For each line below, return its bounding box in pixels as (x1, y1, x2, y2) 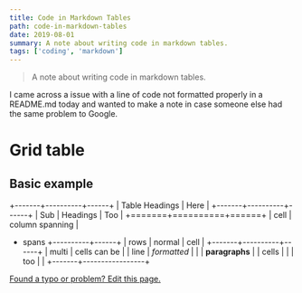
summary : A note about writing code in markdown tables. (9, 38, 229, 48)
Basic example (9, 175, 93, 191)
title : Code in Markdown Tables (9, 13, 131, 23)
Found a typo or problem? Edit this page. (9, 273, 161, 285)
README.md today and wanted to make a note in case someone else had (9, 99, 283, 109)
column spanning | (9, 219, 79, 231)
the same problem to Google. (9, 109, 118, 119)
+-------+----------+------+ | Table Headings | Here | (9, 200, 210, 211)
